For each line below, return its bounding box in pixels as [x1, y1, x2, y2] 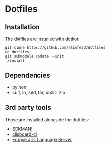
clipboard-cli [12, 131, 38, 137]
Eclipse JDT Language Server [12, 136, 72, 142]
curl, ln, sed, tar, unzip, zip [12, 89, 66, 95]
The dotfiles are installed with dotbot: [5, 36, 80, 42]
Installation [5, 23, 40, 31]
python [12, 84, 27, 90]
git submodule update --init [5, 54, 64, 59]
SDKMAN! [12, 126, 33, 132]
